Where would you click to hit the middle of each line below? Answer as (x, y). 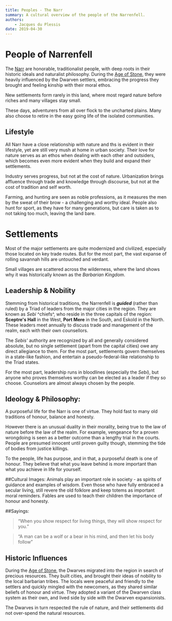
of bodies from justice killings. (37, 449)
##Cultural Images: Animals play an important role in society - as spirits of (83, 479)
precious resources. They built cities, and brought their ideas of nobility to (83, 576)
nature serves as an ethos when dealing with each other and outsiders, (80, 155)
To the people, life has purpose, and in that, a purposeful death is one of (81, 459)
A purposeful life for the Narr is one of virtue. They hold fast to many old (81, 412)
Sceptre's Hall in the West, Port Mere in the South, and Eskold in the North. (85, 319)
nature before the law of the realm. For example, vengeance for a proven (82, 432)
